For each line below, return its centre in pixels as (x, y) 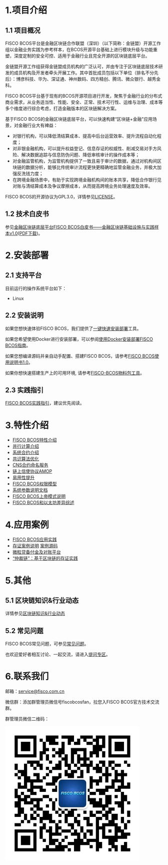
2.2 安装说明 (24, 315)
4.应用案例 (27, 525)
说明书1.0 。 (21, 362)
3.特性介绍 (27, 425)
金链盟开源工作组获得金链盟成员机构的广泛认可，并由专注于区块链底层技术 (82, 66)
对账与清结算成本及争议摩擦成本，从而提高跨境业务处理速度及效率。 (82, 186)
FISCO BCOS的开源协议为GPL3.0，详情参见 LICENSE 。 (61, 197)
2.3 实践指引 (24, 390)
